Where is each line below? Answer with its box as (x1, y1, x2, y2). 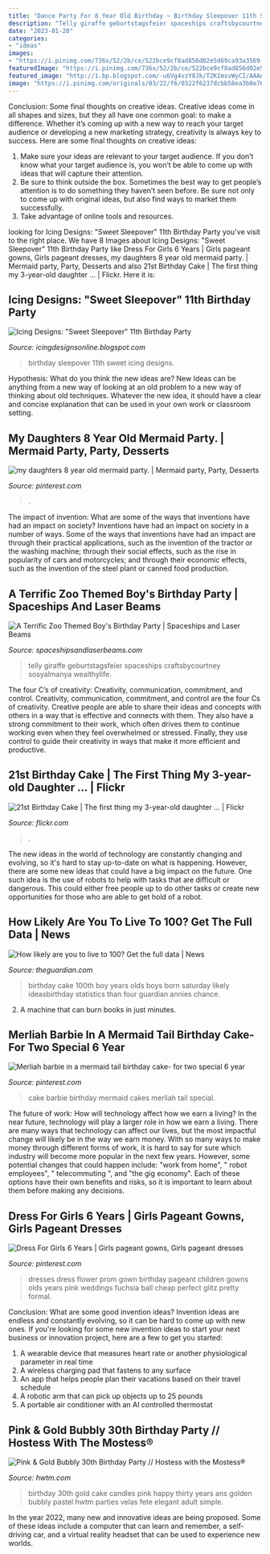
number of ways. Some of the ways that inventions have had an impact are (8, 530, 256, 539)
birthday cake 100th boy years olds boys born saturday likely (27, 980, 230, 990)
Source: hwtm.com (8, 1473, 72, 1482)
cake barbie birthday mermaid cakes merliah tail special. (27, 1093, 215, 1103)
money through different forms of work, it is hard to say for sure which (8, 1143, 241, 1153)
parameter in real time (19, 1357, 94, 1367)
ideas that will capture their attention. (19, 168, 144, 178)
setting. (8, 408, 34, 418)
